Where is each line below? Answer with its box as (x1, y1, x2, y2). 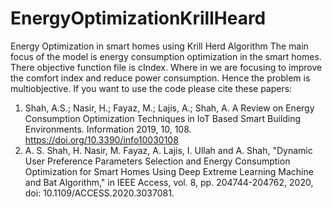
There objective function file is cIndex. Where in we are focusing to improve (10, 61, 323, 73)
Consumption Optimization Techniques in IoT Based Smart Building (24, 112, 302, 124)
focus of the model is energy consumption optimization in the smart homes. (10, 50, 322, 62)
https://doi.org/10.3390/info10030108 (24, 133, 179, 146)
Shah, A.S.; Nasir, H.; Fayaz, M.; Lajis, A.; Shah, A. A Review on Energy (24, 102, 315, 114)
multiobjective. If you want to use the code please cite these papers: (10, 82, 293, 94)
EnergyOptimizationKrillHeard (10, 7, 267, 30)
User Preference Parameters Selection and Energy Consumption (24, 155, 291, 167)
